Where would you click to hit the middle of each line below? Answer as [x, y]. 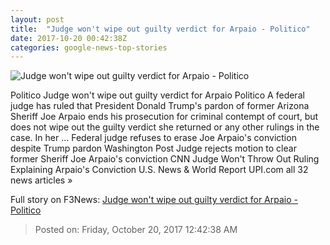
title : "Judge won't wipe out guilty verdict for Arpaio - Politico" [160, 29]
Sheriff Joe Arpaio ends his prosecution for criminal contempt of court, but [164, 117]
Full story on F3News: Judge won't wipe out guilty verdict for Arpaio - [154, 200]
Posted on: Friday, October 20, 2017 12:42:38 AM [136, 230]
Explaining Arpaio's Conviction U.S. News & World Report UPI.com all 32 [159, 170]
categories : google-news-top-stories [89, 47]
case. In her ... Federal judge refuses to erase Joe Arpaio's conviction [153, 138]
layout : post [37, 19]
